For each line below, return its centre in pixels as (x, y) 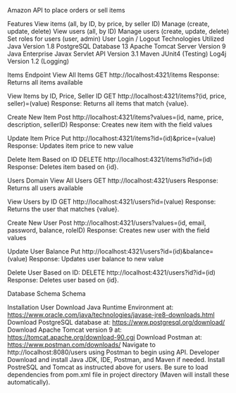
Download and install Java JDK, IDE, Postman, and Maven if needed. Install (116, 360)
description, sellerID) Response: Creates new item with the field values (110, 125)
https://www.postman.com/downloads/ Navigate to (82, 345)
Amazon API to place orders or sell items (66, 10)
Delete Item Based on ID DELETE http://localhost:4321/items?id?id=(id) (110, 159)
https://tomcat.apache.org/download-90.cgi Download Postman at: (105, 337)
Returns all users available (45, 188)
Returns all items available (45, 82)
